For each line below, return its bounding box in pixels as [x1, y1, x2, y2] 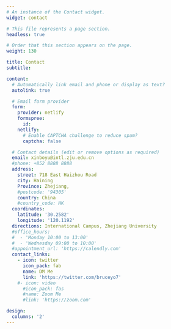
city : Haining [17, 177, 53, 183]
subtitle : [6, 65, 32, 71]
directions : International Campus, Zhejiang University [12, 223, 157, 229]
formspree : [17, 116, 45, 122]
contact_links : [12, 251, 51, 257]
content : [6, 76, 29, 82]
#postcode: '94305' [17, 189, 67, 195]
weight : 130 [6, 48, 37, 54]
